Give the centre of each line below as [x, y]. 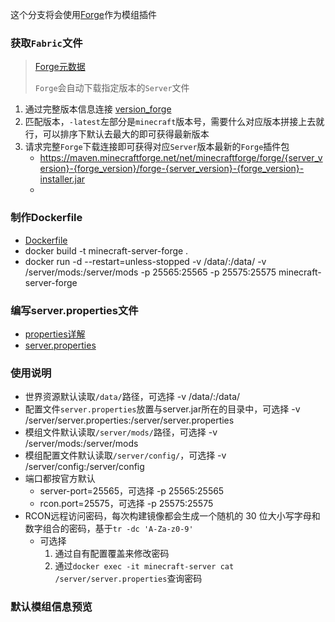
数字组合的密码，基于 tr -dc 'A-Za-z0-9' [109, 529]
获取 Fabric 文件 [46, 43]
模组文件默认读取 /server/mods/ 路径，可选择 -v [121, 432]
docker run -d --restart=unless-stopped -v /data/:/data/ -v [145, 261]
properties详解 [55, 334]
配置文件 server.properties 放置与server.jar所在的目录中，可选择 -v [162, 409]
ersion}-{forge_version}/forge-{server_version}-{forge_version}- [172, 169]
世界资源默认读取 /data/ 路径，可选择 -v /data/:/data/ [132, 397]
